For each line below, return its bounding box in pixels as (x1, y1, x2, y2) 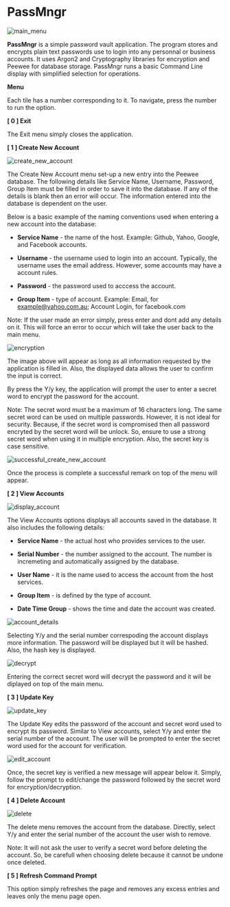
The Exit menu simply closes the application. (7, 130, 134, 138)
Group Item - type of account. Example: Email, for (16, 295, 159, 303)
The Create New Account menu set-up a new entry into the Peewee (7, 170, 199, 178)
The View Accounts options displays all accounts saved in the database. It (7, 516, 217, 524)
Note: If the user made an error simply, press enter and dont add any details (7, 316, 222, 324)
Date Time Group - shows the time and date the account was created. (16, 604, 216, 613)
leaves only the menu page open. (7, 892, 102, 900)
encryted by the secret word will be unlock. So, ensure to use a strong (7, 427, 206, 435)
